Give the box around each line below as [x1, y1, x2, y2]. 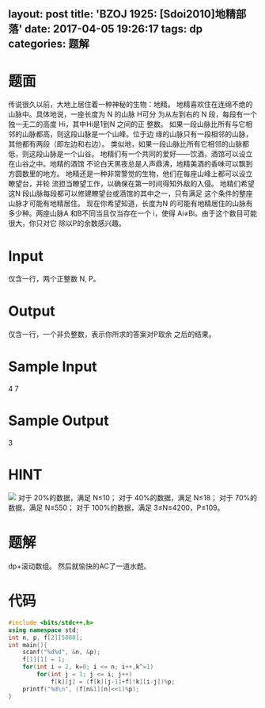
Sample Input [8, 358, 97, 376]
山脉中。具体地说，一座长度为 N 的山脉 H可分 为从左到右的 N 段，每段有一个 [8, 109, 258, 119]
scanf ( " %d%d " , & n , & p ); [22, 649, 101, 656]
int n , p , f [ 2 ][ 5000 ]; [8, 633, 83, 641]
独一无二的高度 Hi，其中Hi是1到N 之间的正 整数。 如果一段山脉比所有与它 [8, 120, 246, 129]
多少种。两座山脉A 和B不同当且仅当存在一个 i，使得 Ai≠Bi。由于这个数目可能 [8, 209, 257, 218]
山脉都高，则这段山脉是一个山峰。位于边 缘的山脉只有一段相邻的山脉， [21, 129, 253, 139]
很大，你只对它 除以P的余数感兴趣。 [8, 219, 126, 228]
